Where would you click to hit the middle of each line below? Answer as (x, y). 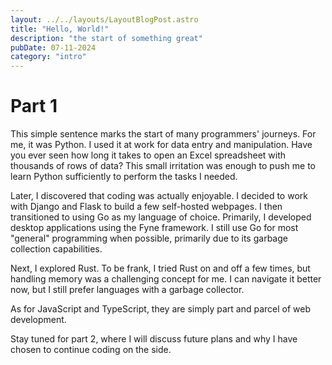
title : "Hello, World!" (60, 29)
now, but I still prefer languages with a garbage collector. (127, 290)
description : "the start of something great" (106, 38)
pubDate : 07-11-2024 (53, 47)
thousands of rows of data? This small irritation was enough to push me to (163, 166)
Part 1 (34, 106)
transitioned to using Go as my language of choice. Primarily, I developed (161, 217)
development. (38, 320)
